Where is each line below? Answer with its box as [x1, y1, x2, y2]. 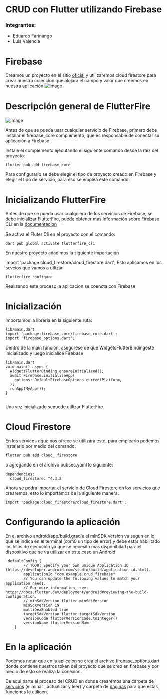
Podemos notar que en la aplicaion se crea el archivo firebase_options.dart [5, 658, 160, 664]
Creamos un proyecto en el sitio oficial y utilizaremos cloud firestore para [5, 72, 156, 78]
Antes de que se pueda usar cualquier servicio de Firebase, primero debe [5, 127, 157, 133]
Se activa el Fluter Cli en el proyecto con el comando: [5, 231, 115, 237]
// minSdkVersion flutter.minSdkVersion [23, 599, 109, 604]
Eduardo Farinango [12, 33, 52, 39]
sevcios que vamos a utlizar [5, 265, 63, 271]
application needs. [5, 581, 46, 586]
